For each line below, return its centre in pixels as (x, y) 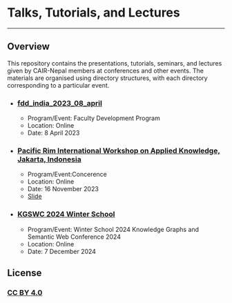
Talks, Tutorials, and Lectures (94, 13)
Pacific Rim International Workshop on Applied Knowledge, (119, 150)
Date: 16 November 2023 (63, 189)
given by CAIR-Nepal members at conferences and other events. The (105, 70)
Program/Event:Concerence (67, 175)
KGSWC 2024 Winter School (66, 214)
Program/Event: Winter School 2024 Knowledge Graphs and (113, 229)
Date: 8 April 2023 (54, 133)
